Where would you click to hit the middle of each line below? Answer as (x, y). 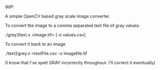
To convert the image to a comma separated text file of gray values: (73, 25)
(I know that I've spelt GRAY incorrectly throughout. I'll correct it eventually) (80, 63)
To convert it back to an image (35, 44)
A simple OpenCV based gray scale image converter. (58, 16)
